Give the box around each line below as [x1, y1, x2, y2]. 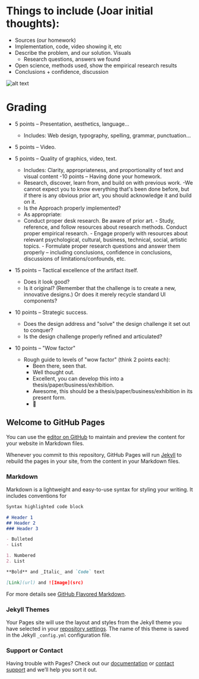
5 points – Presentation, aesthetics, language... [14, 120, 129, 127]
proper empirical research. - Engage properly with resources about [23, 229, 188, 236]
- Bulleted [6, 536, 33, 543]
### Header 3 [6, 525, 39, 531]
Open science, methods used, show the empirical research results [14, 61, 177, 69]
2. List [6, 558, 26, 564]
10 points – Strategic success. [14, 309, 88, 316]
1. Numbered [6, 553, 36, 559]
